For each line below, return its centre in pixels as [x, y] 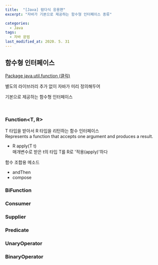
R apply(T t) [24, 146]
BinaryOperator [24, 257]
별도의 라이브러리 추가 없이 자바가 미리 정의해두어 [53, 86]
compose [22, 177]
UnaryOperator [24, 243]
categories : [17, 23]
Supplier [16, 217]
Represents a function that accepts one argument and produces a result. [79, 136]
